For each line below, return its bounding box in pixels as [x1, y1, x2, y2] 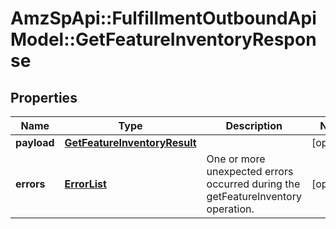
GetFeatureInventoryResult [64, 136, 197, 149]
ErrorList [64, 177, 107, 191]
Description [225, 119, 283, 132]
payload [15, 136, 55, 149]
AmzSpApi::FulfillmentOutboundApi [10, 7, 317, 30]
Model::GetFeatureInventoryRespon [10, 28, 317, 51]
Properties [10, 89, 78, 106]
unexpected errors [206, 165, 294, 178]
